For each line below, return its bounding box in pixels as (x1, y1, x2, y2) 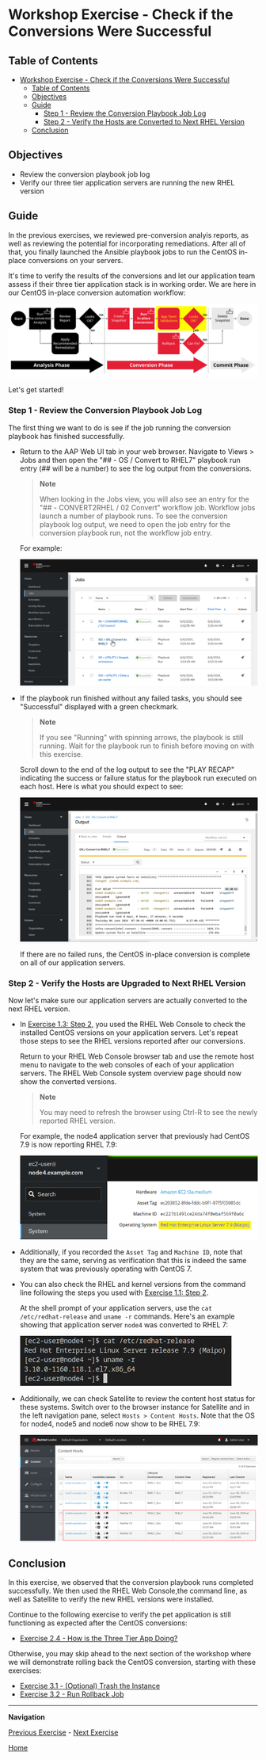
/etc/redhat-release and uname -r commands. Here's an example (19, 1311, 235, 1321)
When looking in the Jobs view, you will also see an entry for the (39, 494, 249, 504)
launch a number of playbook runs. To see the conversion (39, 511, 228, 521)
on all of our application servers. (19, 957, 126, 968)
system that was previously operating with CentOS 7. (19, 1264, 192, 1273)
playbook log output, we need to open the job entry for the (39, 519, 231, 529)
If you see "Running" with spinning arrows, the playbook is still (39, 733, 244, 743)
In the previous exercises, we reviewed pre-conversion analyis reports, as (8, 230, 249, 239)
